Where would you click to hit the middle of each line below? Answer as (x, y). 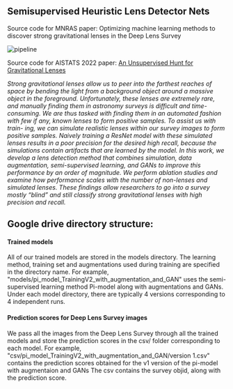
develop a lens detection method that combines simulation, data (100, 158)
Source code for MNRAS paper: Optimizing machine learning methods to (111, 28)
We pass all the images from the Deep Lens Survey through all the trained (113, 333)
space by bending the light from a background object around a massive (110, 91)
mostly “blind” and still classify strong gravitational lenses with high (105, 194)
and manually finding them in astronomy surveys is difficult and (99, 106)
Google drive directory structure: (80, 224)
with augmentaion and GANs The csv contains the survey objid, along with (114, 370)
